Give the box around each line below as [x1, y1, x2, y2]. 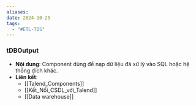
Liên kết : [15, 73, 38, 80]
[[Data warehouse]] [24, 93, 74, 100]
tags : [6, 20, 20, 26]
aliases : [6, 9, 29, 15]
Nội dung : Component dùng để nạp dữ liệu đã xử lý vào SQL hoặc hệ [15, 60, 190, 67]
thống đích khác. [15, 67, 58, 74]
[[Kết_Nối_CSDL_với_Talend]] [24, 86, 97, 94]
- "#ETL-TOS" [12, 26, 45, 32]
